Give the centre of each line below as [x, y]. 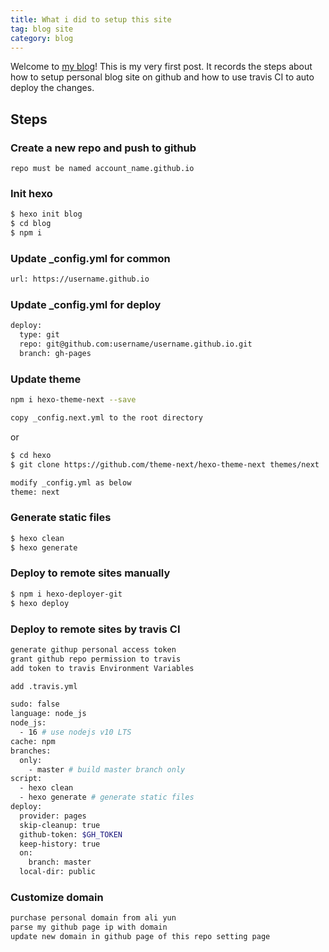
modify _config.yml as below [71, 482]
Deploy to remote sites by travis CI [95, 629]
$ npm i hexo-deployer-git [66, 594]
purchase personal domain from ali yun [93, 918]
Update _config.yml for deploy [86, 305]
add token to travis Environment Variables [102, 668]
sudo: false [35, 704]
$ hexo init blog [46, 214]
